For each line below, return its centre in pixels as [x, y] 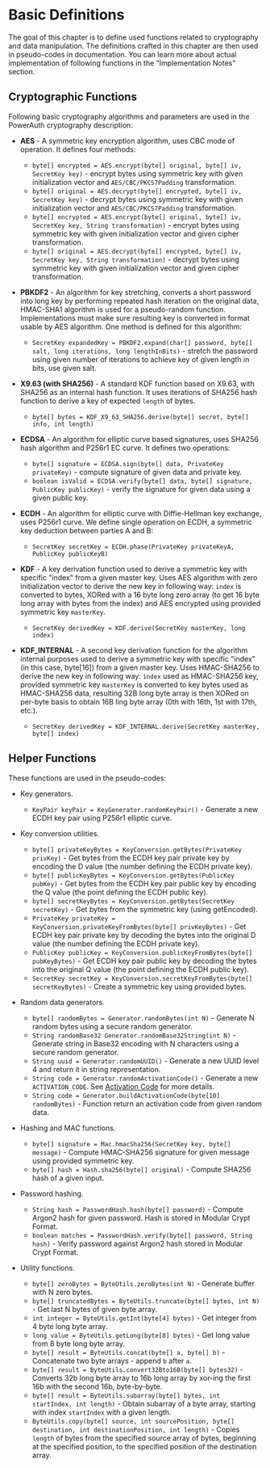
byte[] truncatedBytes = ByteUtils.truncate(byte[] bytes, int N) [146, 1301]
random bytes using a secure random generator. [112, 1026]
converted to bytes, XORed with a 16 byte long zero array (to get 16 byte [139, 595]
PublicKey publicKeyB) [70, 554]
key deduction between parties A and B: [87, 530]
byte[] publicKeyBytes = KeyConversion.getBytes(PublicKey [133, 875]
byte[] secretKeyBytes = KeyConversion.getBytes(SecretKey [133, 901]
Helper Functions [52, 758]
